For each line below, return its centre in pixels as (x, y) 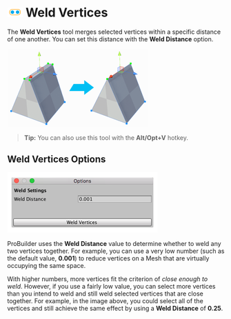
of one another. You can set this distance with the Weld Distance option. (110, 39)
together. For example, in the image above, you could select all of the (105, 300)
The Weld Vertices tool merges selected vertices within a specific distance (114, 32)
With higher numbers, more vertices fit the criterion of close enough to (108, 279)
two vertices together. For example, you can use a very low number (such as (116, 251)
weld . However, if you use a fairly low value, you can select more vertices (111, 286)
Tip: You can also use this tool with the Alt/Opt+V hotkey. (106, 137)
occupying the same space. (47, 265)
